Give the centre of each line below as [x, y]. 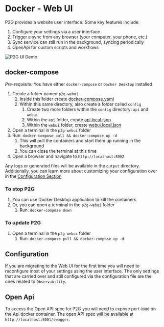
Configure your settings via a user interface [56, 31]
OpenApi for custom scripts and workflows [55, 47]
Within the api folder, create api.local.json [69, 120]
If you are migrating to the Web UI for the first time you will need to [72, 266]
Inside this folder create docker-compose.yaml [67, 99]
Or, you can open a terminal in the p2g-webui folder [63, 205]
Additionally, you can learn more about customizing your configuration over [81, 171]
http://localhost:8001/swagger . [37, 319]
